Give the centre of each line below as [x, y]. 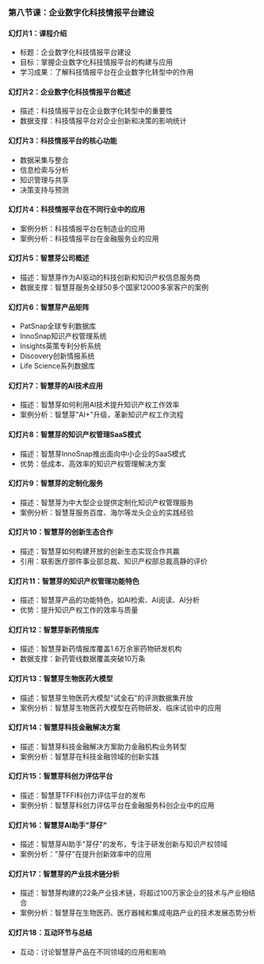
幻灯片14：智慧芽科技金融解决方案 [64, 727]
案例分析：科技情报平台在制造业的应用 [82, 228]
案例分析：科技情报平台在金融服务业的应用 [89, 238]
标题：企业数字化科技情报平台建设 [75, 52]
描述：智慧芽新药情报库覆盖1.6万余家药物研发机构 [101, 649]
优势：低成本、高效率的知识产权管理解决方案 [93, 464]
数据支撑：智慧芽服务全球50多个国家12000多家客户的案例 [114, 287]
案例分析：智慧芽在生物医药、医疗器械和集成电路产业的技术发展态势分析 [138, 913]
